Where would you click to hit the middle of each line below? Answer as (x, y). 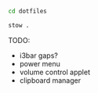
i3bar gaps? (39, 55)
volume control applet (54, 72)
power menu (40, 63)
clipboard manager (50, 80)
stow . (19, 25)
